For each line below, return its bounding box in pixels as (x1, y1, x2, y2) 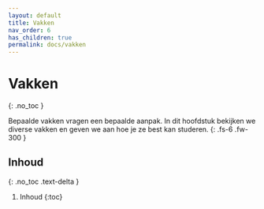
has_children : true (8, 33, 73, 42)
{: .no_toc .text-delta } (8, 177, 80, 186)
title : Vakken (8, 19, 55, 27)
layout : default (8, 11, 61, 20)
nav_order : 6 (8, 26, 51, 34)
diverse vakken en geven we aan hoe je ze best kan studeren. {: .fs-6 (8, 125, 233, 134)
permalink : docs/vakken (8, 41, 87, 49)
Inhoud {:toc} (19, 192, 63, 201)
